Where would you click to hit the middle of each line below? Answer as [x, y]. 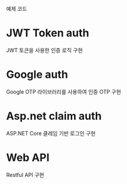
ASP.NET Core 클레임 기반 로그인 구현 [51, 133]
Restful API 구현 [25, 175]
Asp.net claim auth [54, 116]
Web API [28, 158]
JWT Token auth [48, 33]
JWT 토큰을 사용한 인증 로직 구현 [45, 50]
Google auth [37, 74]
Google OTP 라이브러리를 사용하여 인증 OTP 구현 [63, 91]
